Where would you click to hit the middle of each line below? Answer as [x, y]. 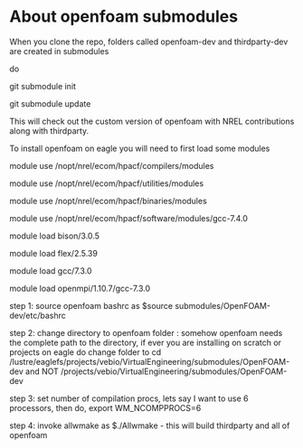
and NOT [42, 371]
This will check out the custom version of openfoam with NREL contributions [152, 121]
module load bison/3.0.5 [54, 236]
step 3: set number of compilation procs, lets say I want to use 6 [129, 398]
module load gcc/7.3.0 [51, 271]
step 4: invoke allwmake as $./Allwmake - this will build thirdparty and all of [150, 425]
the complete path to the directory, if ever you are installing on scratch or [146, 342]
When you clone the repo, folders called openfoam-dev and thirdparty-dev [149, 42]
